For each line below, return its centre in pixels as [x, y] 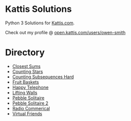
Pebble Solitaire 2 [30, 103]
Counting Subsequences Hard [43, 77]
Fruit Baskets [25, 82]
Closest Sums [26, 66]
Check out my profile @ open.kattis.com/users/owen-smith [65, 32]
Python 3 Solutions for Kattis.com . [40, 23]
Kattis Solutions [39, 9]
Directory [25, 53]
